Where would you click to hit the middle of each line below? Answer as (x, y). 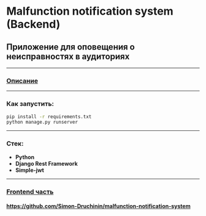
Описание (22, 81)
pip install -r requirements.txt (49, 117)
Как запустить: (30, 104)
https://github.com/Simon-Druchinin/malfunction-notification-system (99, 206)
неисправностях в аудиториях (68, 56)
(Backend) (33, 24)
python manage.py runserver (42, 122)
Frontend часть (30, 192)
